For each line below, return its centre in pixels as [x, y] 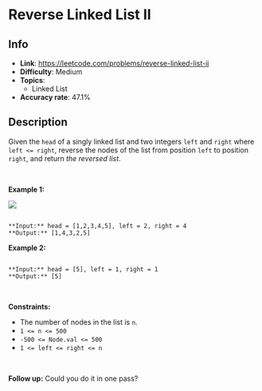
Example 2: [27, 247]
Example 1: [27, 189]
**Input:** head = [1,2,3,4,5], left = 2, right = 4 [98, 226]
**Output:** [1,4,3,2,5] [49, 233]
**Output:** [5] [35, 276]
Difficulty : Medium [51, 72]
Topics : [32, 80]
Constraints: [29, 306]
